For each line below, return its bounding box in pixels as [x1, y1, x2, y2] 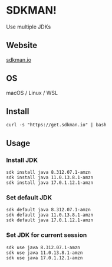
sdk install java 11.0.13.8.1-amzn [6, 174, 94, 181]
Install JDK [6, 155, 38, 164]
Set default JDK [6, 193, 52, 202]
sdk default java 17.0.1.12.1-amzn [6, 217, 94, 223]
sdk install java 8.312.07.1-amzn [6, 170, 91, 176]
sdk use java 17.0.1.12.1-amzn [6, 255, 83, 261]
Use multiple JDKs [6, 23, 51, 30]
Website [6, 40, 37, 50]
